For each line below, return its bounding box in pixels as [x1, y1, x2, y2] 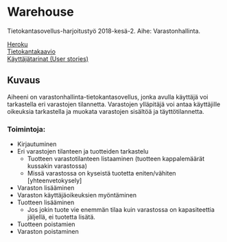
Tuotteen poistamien [16, 220, 75, 228]
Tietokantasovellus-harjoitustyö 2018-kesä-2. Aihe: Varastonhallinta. [7, 27, 201, 35]
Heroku [7, 40, 28, 48]
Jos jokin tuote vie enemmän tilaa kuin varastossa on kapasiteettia [27, 206, 215, 214]
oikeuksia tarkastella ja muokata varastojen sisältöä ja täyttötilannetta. [7, 107, 204, 115]
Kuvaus [7, 75, 40, 86]
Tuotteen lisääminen [16, 198, 75, 206]
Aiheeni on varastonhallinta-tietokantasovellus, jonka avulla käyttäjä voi [7, 93, 208, 101]
